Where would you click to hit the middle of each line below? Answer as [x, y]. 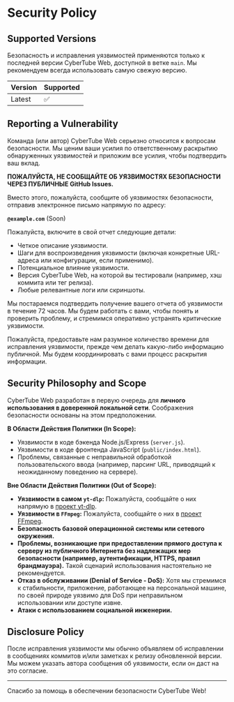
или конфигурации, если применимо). [97, 260]
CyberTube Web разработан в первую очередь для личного [96, 400]
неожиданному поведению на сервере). [77, 472]
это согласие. [28, 671]
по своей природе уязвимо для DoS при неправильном [100, 595]
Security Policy [52, 13]
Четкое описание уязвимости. [62, 245]
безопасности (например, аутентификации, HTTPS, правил [109, 558]
